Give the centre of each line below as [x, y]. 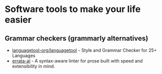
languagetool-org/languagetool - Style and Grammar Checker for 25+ [84, 50]
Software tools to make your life [73, 9]
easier [18, 20]
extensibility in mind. [33, 66]
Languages [24, 55]
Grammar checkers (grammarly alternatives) [76, 38]
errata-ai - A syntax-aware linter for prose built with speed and [77, 61]
